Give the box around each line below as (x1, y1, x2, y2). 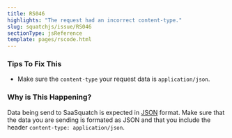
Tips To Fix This (7, 59, 62, 69)
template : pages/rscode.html (7, 36, 92, 43)
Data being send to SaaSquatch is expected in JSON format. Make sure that (7, 108, 225, 116)
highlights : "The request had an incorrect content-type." (7, 17, 183, 24)
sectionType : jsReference (7, 29, 82, 37)
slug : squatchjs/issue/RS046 (7, 23, 92, 30)
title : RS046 (7, 10, 45, 17)
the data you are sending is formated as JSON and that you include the (7, 116, 211, 124)
